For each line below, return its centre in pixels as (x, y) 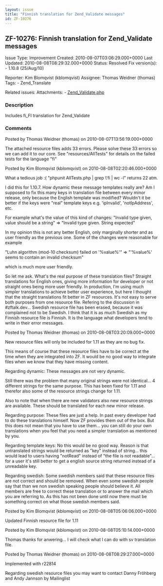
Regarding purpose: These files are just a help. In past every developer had (81, 415)
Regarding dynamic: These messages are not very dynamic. (65, 371)
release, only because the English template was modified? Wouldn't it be (78, 197)
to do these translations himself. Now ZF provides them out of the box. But (80, 420)
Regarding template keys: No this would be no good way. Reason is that (77, 445)
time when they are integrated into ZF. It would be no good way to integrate (81, 356)
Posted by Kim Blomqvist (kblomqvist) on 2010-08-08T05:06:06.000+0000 (81, 511)
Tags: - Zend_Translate (28, 83)
